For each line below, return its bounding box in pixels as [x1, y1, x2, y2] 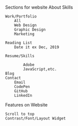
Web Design [14, 23, 37, 28]
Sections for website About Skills [5, 5, 73, 10]
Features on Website [5, 102, 48, 107]
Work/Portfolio [5, 14, 37, 19]
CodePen [14, 84, 30, 89]
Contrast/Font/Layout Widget [5, 116, 66, 121]
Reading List [5, 40, 32, 45]
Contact [5, 75, 21, 80]
